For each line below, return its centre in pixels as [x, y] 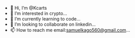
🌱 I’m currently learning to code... [45, 19]
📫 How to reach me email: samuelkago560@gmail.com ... [70, 30]
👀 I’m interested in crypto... [39, 13]
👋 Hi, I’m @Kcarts [28, 8]
